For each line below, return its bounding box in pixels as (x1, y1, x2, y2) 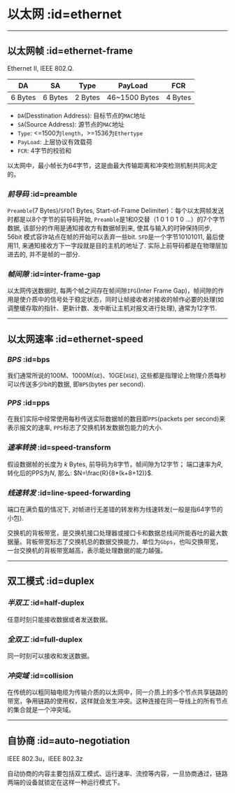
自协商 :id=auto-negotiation (7, 734, 131, 746)
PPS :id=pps (7, 398, 50, 407)
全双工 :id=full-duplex (7, 634, 83, 644)
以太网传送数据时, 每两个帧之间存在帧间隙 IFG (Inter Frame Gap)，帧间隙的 (7, 286, 218, 295)
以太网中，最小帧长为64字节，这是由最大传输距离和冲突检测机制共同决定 (7, 161, 218, 169)
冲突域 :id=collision (7, 671, 74, 680)
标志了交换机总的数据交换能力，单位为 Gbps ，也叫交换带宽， (50, 537, 222, 546)
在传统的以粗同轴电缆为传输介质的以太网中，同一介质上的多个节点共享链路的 (7, 688, 228, 696)
